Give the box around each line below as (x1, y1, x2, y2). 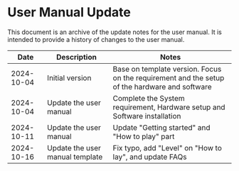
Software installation (112, 111, 181, 121)
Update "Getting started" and (112, 122, 211, 132)
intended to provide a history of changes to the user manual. (7, 35, 185, 43)
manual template (47, 152, 103, 162)
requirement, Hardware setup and (112, 102, 225, 112)
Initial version (47, 72, 92, 82)
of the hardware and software (112, 82, 212, 92)
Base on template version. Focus (112, 64, 222, 74)
